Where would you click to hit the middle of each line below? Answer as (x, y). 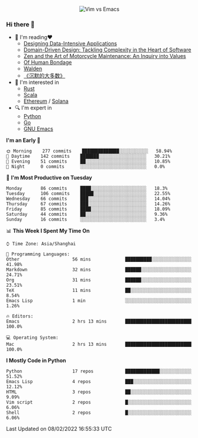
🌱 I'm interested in (37, 82)
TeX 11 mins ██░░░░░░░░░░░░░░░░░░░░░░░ (99, 291)
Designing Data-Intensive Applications (70, 44)
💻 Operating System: (33, 338)
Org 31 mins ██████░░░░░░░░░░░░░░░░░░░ (99, 280)
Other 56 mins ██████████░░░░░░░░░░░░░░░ (99, 259)
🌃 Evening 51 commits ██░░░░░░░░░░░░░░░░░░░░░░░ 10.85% (88, 162)
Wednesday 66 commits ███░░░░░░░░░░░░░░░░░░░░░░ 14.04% (88, 199)
